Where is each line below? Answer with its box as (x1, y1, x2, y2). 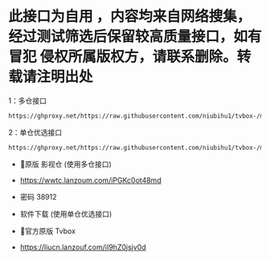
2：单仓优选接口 (8, 127, 63, 137)
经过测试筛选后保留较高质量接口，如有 (8, 27, 263, 46)
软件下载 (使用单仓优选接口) (19, 208, 112, 218)
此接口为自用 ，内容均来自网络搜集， (8, 7, 252, 26)
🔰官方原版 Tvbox (19, 226, 76, 236)
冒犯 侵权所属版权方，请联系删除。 (8, 47, 237, 66)
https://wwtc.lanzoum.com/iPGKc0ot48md (19, 175, 162, 185)
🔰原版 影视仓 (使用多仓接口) (19, 159, 112, 169)
